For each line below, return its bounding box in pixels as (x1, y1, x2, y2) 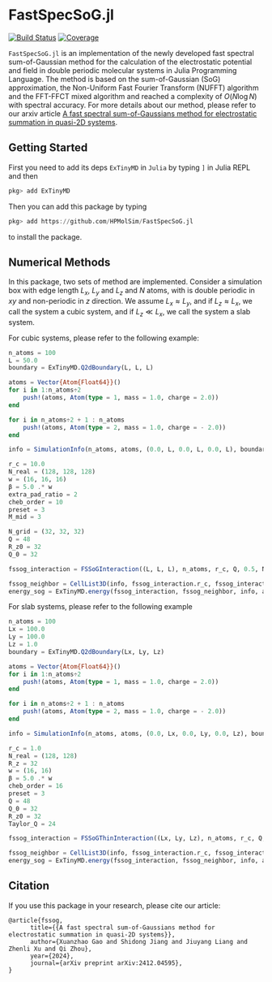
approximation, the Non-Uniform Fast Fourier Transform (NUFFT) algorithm (8, 83, 259, 93)
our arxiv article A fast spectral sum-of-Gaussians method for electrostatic (8, 108, 257, 119)
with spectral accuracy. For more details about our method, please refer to (8, 100, 257, 110)
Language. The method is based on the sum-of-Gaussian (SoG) (8, 74, 221, 84)
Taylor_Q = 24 (8, 820, 57, 828)
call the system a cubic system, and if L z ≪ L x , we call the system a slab (8, 306, 251, 318)
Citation (8, 879, 50, 893)
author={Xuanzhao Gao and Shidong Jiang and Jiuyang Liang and (29, 937, 249, 945)
